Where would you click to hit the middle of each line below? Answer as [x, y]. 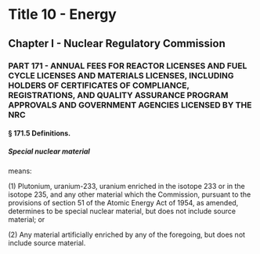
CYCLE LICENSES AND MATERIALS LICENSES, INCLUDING [121, 75]
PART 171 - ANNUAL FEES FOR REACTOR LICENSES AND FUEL [128, 66]
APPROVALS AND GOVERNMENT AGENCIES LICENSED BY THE [130, 105]
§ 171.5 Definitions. [40, 133]
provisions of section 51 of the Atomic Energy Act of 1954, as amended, [123, 203]
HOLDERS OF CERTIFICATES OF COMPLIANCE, [99, 85]
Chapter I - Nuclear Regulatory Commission [117, 44]
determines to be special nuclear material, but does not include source [122, 211]
